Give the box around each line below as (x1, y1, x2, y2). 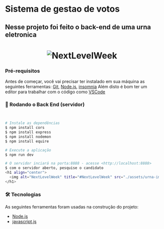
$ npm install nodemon (5, 134, 51, 139)
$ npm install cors (5, 125, 45, 130)
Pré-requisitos (5, 67, 40, 74)
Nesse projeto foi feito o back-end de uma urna (5, 23, 151, 31)
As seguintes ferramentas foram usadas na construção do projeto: (5, 204, 139, 210)
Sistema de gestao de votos (5, 3, 120, 15)
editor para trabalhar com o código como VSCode (5, 89, 106, 95)
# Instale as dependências (5, 121, 60, 125)
